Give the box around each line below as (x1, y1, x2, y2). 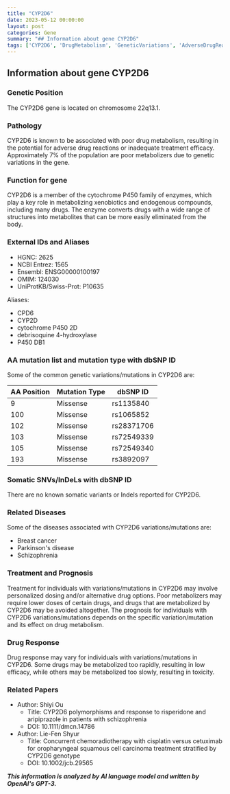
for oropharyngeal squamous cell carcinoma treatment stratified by (27, 745, 217, 753)
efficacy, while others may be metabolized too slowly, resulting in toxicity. (7, 668, 215, 677)
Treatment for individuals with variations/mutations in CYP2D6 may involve (7, 584, 218, 592)
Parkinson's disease (16, 544, 75, 552)
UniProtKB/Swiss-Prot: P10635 (16, 282, 104, 291)
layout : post (7, 23, 44, 30)
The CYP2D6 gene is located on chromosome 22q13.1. (7, 104, 161, 112)
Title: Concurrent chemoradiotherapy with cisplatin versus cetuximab (27, 737, 222, 745)
